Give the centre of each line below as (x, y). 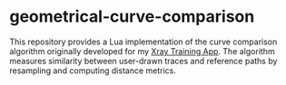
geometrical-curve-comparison (132, 17)
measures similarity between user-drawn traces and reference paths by (143, 61)
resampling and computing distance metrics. (93, 71)
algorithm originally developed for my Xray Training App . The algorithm (142, 51)
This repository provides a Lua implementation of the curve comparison (143, 42)
